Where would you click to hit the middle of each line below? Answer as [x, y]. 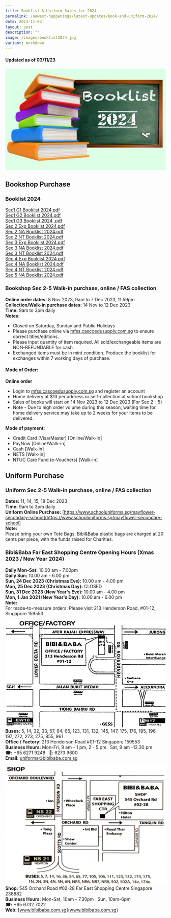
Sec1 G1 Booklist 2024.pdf [33, 210]
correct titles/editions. [36, 336]
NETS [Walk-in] [29, 454]
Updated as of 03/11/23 [31, 60]
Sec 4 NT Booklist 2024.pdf [34, 270]
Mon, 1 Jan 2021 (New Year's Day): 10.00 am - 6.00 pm [64, 597]
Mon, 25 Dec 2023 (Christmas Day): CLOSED [54, 586]
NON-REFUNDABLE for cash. [43, 347]
